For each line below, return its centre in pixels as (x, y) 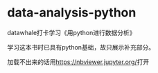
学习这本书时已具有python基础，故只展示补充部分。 (81, 47)
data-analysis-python (72, 13)
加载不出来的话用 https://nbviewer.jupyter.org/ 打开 (78, 62)
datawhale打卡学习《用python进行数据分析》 (71, 32)
